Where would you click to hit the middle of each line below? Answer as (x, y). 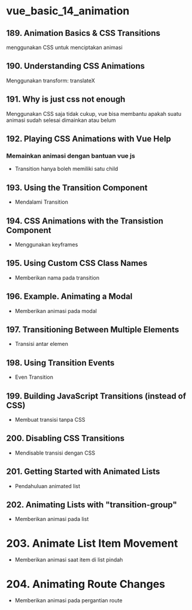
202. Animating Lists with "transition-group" (92, 505)
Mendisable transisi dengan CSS (55, 453)
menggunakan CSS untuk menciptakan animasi (64, 47)
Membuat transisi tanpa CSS (50, 420)
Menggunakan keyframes (46, 244)
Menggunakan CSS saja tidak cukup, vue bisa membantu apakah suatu (94, 114)
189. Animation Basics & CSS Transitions (83, 33)
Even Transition (34, 377)
